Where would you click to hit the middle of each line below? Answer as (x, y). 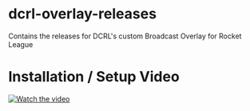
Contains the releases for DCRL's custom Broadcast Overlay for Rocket (125, 36)
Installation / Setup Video (94, 77)
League (21, 44)
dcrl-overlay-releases (83, 14)
